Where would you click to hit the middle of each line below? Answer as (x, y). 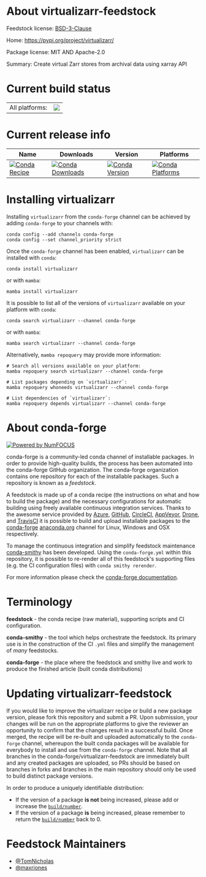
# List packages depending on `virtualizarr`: (67, 382)
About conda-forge (56, 427)
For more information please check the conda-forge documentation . (93, 577)
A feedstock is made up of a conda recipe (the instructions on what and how (103, 495)
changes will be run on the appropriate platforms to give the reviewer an (97, 724)
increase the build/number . (49, 806)
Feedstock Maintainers (66, 844)
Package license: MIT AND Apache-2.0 (56, 52)
